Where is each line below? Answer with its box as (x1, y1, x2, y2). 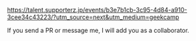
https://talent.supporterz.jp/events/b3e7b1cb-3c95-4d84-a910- (7, 6, 187, 14)
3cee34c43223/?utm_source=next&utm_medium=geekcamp (7, 13, 180, 21)
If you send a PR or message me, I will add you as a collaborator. (7, 27, 190, 34)
